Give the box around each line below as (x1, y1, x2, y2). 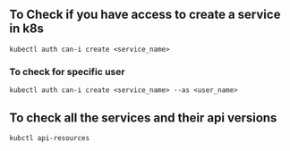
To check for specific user (9, 65, 125, 78)
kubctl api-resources (9, 133, 90, 142)
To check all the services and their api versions (9, 110, 277, 125)
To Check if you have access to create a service (9, 7, 281, 22)
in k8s (9, 21, 45, 37)
